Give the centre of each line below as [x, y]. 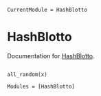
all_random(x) [27, 74]
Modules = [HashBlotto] [41, 86]
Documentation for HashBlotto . [51, 56]
